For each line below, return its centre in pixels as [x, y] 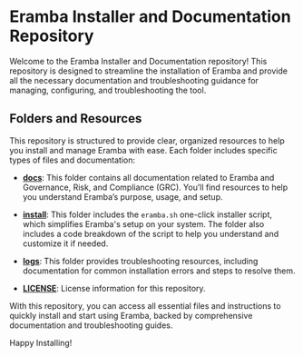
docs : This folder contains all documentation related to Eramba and [148, 177]
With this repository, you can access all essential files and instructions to [145, 305]
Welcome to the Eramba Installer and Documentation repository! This [138, 61]
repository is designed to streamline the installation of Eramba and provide [149, 71]
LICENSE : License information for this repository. [114, 288]
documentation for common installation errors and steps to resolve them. [159, 271]
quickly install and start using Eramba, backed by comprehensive [131, 315]
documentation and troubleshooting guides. [91, 325]
